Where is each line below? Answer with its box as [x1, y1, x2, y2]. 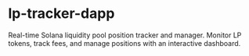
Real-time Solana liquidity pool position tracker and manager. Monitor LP [8, 30, 242, 40]
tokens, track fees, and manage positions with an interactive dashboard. [8, 38, 241, 47]
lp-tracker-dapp [8, 5, 115, 23]
